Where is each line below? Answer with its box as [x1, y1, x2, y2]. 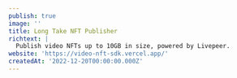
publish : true [8, 11, 57, 20]
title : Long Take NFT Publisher [8, 27, 118, 35]
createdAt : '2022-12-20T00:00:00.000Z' [8, 58, 144, 66]
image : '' [8, 19, 42, 28]
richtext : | [8, 34, 49, 43]
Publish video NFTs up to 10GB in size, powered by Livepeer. [15, 42, 231, 50]
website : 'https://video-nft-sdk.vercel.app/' [8, 50, 169, 58]
